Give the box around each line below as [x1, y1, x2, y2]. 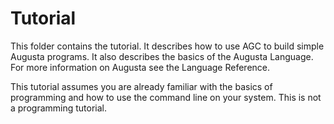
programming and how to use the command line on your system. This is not [10, 91, 322, 103]
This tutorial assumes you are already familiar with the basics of [10, 80, 273, 92]
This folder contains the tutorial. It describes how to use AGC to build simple [10, 40, 325, 52]
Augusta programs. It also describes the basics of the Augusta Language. [10, 50, 314, 62]
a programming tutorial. [10, 102, 108, 114]
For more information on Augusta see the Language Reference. [10, 61, 271, 73]
